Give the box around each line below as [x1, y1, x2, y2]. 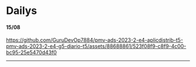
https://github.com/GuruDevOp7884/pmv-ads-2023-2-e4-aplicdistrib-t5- [6, 37, 184, 44]
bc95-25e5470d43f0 [6, 49, 57, 56]
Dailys [6, 4, 37, 17]
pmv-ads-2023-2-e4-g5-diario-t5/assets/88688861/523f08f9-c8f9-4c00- [6, 43, 187, 50]
